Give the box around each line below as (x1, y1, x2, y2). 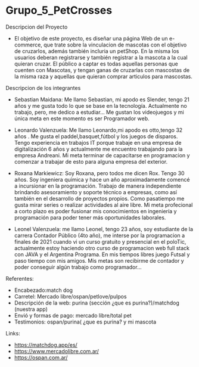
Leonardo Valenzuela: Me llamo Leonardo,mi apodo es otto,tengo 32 (14, 126, 183, 133)
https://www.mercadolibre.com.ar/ (14, 347, 99, 354)
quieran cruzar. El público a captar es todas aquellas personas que (14, 60, 178, 67)
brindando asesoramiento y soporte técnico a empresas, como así (14, 188, 177, 195)
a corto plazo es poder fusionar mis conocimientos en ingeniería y (14, 207, 177, 214)
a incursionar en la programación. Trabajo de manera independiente (14, 182, 182, 189)
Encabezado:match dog (14, 287, 73, 294)
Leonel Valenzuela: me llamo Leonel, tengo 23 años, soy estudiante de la (14, 225, 194, 232)
